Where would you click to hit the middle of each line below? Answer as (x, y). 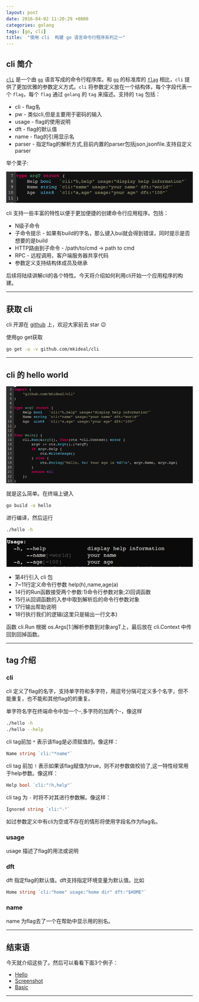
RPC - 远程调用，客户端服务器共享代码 (62, 256)
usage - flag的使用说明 (43, 121)
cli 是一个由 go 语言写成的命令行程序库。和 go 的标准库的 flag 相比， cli (95, 79)
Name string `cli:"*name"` (39, 754)
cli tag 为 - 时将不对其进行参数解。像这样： (59, 797)
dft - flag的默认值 (36, 129)
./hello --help (25, 730)
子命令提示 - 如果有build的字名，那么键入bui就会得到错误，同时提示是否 (102, 233)
